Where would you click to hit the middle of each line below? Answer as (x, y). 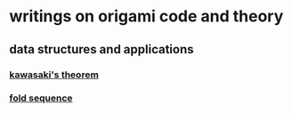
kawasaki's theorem (54, 75)
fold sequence (41, 98)
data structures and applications (101, 49)
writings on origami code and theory (146, 16)
